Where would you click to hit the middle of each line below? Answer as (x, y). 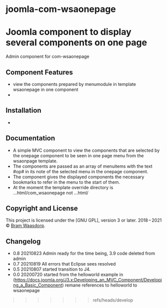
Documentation (30, 138)
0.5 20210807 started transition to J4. (52, 269)
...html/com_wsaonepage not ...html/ (51, 193)
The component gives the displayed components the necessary (78, 177)
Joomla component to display (68, 32)
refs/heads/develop (113, 300)
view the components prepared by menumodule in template (74, 84)
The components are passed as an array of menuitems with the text (83, 166)
